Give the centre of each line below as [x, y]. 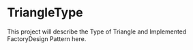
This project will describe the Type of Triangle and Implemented [97, 32]
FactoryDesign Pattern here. [47, 38]
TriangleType [45, 13]
